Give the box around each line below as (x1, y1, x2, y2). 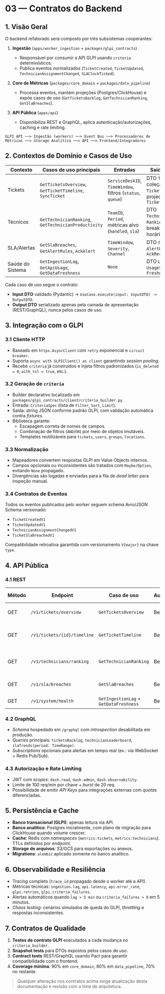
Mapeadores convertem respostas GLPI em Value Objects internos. (12, 457, 149, 463)
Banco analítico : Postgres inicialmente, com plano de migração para (12, 825, 151, 831)
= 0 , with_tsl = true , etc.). (12, 368, 68, 374)
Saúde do (7, 260, 30, 267)
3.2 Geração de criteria (5, 380, 64, 387)
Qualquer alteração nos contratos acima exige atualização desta (17, 978, 148, 984)
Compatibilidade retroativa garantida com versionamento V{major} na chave (5, 542, 159, 548)
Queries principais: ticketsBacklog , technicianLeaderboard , (12, 737, 133, 743)
